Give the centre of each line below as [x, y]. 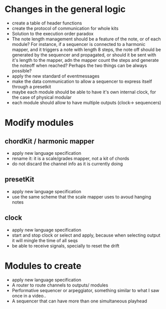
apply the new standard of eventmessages [56, 76]
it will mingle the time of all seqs [45, 240]
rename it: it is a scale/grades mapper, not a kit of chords [71, 158]
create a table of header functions [47, 23]
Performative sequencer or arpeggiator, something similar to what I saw [85, 290]
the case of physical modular [42, 97]
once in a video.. [29, 296]
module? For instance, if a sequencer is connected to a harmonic [79, 44]
